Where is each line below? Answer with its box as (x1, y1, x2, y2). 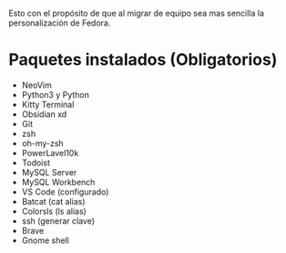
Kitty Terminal (21, 99, 75, 110)
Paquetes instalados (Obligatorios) (8, 49, 278, 70)
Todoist (21, 157, 51, 168)
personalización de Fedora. (8, 17, 111, 28)
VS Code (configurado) (21, 186, 109, 197)
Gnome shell (21, 235, 69, 246)
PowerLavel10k (21, 147, 79, 158)
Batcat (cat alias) (21, 195, 86, 206)
